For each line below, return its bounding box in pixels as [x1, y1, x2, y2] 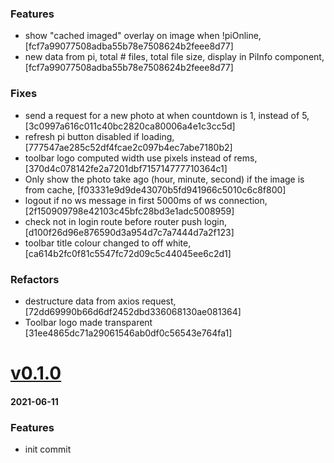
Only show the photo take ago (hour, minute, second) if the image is [24, 173, 305, 185]
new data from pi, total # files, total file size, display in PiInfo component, [24, 51, 325, 63]
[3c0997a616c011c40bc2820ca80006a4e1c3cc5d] [24, 120, 236, 132]
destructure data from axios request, [24, 295, 177, 307]
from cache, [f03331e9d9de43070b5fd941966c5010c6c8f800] [24, 183, 287, 196]
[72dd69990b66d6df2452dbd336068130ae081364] [24, 305, 242, 317]
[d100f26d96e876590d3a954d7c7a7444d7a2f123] [24, 226, 235, 238]
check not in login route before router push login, [24, 215, 227, 227]
